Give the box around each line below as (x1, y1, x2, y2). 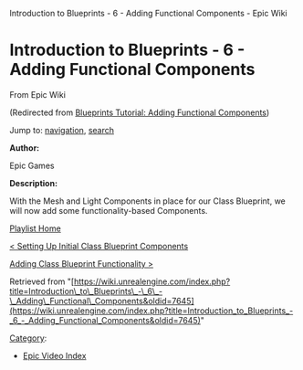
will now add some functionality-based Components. (9, 205, 208, 216)
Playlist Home (9, 223, 61, 234)
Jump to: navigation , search (9, 124, 114, 135)
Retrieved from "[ (9, 276, 75, 287)
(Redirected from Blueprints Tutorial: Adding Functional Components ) (9, 107, 270, 118)
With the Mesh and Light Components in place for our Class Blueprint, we (9, 196, 286, 206)
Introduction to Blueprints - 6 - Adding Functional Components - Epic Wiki (9, 8, 287, 18)
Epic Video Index (22, 350, 87, 361)
